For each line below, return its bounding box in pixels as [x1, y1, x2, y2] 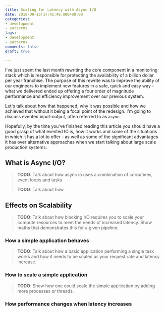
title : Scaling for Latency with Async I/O [5, 7, 97, 12]
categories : [5, 16, 30, 21]
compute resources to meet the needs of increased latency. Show [17, 220, 152, 226]
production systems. [5, 144, 47, 150]
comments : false [5, 44, 39, 49]
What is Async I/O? [5, 158, 66, 167]
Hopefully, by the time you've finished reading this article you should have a [5, 123, 160, 129]
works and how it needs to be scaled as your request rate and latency [17, 254, 160, 260]
